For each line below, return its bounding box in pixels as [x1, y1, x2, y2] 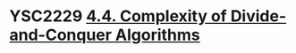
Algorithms [114, 25, 201, 45]
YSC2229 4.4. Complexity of [9, 6, 228, 26]
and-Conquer [9, 25, 112, 45]
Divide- [230, 6, 287, 26]
